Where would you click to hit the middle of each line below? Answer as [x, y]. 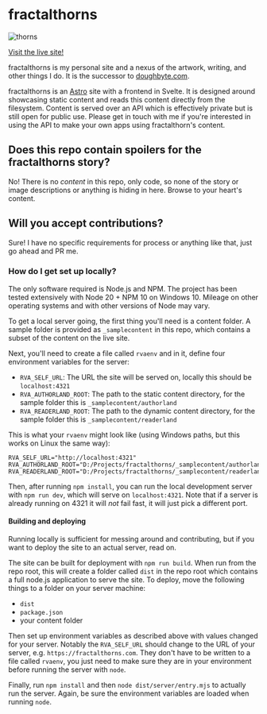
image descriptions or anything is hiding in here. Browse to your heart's [125, 190]
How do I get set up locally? [62, 272]
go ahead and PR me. [43, 251]
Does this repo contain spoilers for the [105, 150]
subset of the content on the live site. [69, 338]
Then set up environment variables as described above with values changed [133, 636]
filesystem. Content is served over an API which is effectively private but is [130, 108]
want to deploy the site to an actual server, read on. [93, 548]
